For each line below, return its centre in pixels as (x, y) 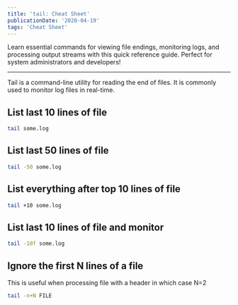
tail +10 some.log (34, 205)
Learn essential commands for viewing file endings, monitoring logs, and (113, 47)
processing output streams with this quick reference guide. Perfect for (110, 54)
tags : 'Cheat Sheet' (38, 27)
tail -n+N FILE (30, 295)
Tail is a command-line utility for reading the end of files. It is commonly (112, 83)
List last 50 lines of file (58, 150)
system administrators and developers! (64, 62)
